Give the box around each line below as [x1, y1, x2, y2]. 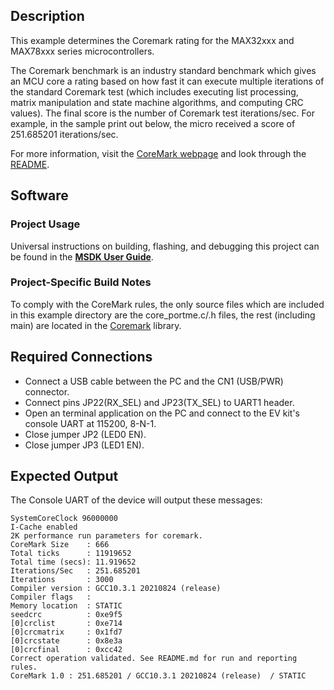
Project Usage [10, 217, 81, 231]
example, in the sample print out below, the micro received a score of [10, 117, 296, 129]
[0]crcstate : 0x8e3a [10, 636, 123, 646]
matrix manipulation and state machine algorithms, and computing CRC [10, 96, 304, 108]
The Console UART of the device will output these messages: [10, 494, 263, 506]
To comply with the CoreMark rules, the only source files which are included [10, 298, 325, 310]
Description [10, 8, 85, 25]
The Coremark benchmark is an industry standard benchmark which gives [10, 64, 317, 76]
